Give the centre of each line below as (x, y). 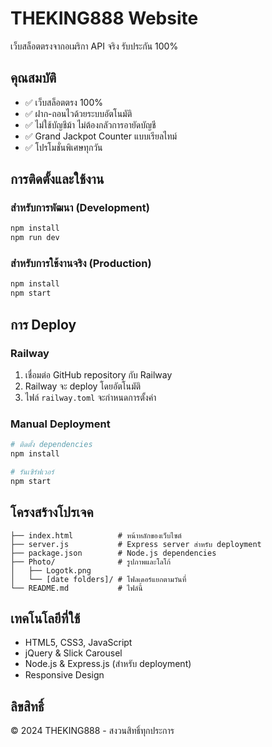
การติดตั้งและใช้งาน (57, 179)
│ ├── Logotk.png (51, 570)
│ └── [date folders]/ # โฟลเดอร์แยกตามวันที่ (98, 579)
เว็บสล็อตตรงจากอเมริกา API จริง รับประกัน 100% (94, 46)
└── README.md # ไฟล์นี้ (76, 588)
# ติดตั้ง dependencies (51, 445)
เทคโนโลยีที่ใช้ (45, 618)
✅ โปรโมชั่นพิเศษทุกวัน (63, 147)
